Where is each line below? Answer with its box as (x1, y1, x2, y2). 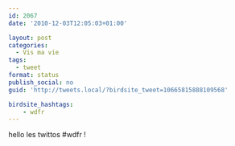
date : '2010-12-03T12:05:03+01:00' (8, 19, 128, 27)
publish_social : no (8, 78, 74, 87)
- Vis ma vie (15, 49, 60, 57)
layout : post (8, 34, 52, 42)
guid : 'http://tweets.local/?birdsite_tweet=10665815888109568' (8, 86, 229, 94)
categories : (8, 41, 48, 49)
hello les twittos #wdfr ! (8, 130, 86, 140)
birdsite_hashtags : (8, 100, 74, 108)
